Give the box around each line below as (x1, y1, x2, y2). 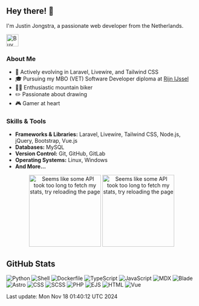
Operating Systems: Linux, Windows (15, 157, 108, 164)
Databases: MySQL (15, 143, 65, 151)
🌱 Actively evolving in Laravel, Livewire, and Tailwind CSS (15, 68, 159, 76)
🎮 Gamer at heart (15, 100, 60, 107)
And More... (15, 163, 47, 170)
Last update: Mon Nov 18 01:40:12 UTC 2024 (6, 293, 118, 300)
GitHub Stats (6, 258, 56, 269)
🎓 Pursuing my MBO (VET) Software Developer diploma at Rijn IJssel (15, 75, 189, 82)
